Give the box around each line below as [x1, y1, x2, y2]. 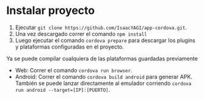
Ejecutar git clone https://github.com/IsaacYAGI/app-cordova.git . [15, 24, 188, 31]
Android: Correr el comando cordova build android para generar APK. [15, 73, 192, 80]
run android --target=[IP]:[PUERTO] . [15, 86, 111, 93]
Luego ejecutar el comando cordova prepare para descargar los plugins [15, 36, 195, 44]
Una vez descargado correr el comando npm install [15, 30, 148, 37]
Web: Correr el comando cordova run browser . [15, 66, 133, 73]
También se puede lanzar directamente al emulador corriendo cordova [15, 80, 192, 87]
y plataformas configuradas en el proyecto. [15, 43, 124, 50]
